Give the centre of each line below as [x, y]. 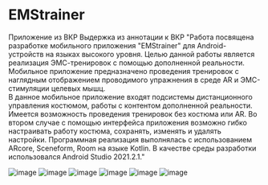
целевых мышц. [78, 88]
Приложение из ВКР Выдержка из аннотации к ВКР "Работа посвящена [131, 37]
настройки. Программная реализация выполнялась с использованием [130, 139]
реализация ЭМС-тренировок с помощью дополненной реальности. [126, 63]
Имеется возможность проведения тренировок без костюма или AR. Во [133, 113]
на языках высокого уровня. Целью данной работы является [150, 54]
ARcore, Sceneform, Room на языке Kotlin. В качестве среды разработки [132, 148]
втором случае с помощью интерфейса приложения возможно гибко [128, 122]
